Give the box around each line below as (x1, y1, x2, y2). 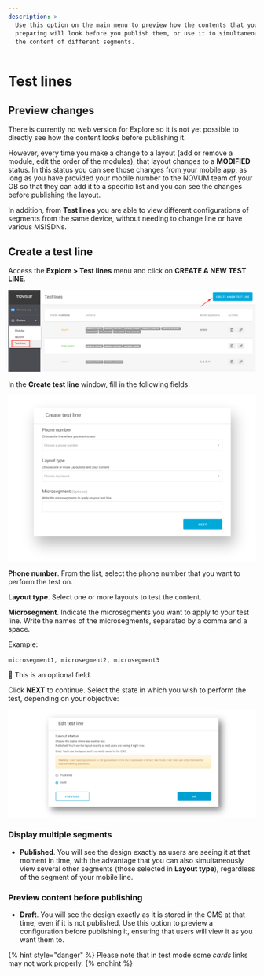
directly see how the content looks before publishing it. (8, 133, 186, 143)
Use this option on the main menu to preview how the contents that (15, 20, 244, 29)
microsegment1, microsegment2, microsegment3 (8, 656, 159, 664)
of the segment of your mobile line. (19, 872, 134, 881)
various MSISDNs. (8, 222, 67, 232)
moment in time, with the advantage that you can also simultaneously (19, 855, 244, 865)
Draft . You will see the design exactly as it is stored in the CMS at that (19, 910, 246, 919)
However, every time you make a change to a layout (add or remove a (8, 148, 233, 158)
